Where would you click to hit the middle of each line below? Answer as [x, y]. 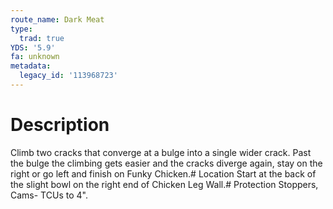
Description [60, 125]
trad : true [42, 38]
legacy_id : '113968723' [68, 76]
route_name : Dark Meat [57, 19]
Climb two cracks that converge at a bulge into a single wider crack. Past [161, 152]
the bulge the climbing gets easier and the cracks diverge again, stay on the [166, 163]
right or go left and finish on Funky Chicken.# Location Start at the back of [163, 173]
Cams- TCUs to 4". [49, 195]
